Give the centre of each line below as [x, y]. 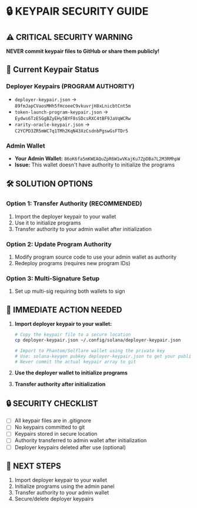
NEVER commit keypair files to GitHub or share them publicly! [83, 51]
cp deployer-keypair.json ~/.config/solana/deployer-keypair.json [98, 340]
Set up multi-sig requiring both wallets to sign [70, 291]
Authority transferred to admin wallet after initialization [81, 440]
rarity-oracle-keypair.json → [52, 124]
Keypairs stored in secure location [56, 434]
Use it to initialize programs [48, 223]
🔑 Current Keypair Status [53, 70]
